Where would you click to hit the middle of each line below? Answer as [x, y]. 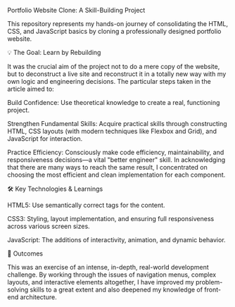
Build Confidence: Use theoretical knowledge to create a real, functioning [114, 102]
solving [18, 289]
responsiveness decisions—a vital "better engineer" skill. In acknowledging [116, 160]
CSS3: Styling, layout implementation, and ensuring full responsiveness [111, 219]
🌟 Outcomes [25, 253]
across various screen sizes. [49, 226]
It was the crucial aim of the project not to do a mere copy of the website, [114, 67]
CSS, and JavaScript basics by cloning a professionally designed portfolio [114, 31]
